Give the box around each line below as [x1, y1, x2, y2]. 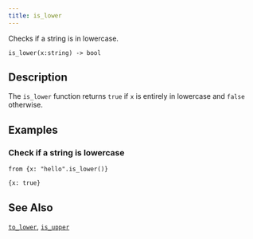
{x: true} [8, 179, 41, 187]
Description [8, 71, 68, 84]
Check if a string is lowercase [8, 147, 125, 158]
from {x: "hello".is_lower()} [8, 165, 109, 174]
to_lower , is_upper [8, 221, 70, 231]
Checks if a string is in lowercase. [8, 33, 119, 43]
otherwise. [8, 100, 44, 110]
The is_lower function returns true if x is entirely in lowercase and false [8, 92, 245, 101]
